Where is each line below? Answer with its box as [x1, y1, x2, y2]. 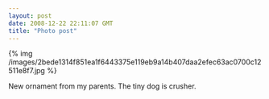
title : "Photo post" [8, 27, 78, 35]
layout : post [8, 11, 52, 20]
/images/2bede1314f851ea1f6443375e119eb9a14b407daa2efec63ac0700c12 [8, 57, 262, 67]
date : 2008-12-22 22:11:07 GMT [8, 19, 114, 27]
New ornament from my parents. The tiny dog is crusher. [8, 81, 197, 91]
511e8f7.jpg [8, 66, 46, 76]
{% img [8, 49, 33, 59]
